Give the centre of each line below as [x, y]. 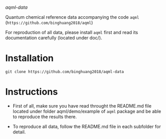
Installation [30, 58]
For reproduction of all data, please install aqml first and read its [72, 32]
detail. [19, 132]
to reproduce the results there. [45, 117]
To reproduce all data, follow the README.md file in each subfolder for [87, 126]
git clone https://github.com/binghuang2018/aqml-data [65, 72]
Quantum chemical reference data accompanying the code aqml [72, 17]
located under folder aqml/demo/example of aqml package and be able [87, 111]
